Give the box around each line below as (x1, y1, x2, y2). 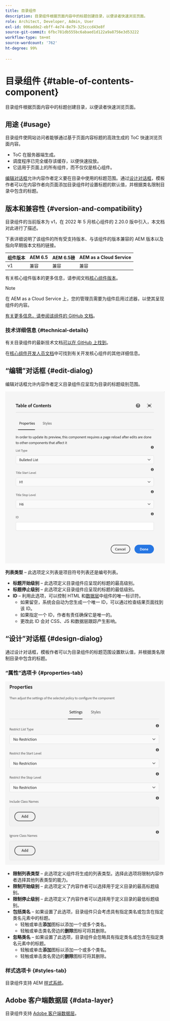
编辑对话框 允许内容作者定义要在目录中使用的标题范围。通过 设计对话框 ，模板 (5, 175, 165, 182)
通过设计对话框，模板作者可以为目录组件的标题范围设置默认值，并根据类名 (5, 649, 160, 655)
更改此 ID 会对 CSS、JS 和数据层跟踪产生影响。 (20, 618, 120, 624)
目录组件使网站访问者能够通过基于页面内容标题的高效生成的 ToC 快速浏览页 (5, 135, 163, 141)
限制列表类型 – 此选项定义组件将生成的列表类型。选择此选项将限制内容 (12, 870, 159, 877)
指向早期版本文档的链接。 (5, 242, 59, 249)
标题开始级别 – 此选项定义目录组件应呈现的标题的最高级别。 (12, 580, 138, 586)
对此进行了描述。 (5, 225, 41, 231)
